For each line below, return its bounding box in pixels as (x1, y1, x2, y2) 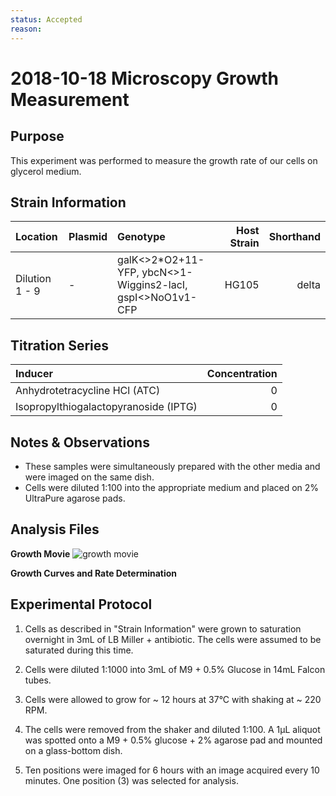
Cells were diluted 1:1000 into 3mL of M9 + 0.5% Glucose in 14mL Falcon (24, 663, 326, 675)
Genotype (117, 230, 166, 244)
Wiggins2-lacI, (117, 278, 188, 292)
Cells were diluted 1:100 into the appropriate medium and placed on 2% (24, 481, 320, 493)
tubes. (24, 674, 52, 686)
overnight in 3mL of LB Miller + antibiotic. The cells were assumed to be (24, 633, 322, 645)
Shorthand (268, 230, 321, 244)
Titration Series (10, 337, 110, 354)
